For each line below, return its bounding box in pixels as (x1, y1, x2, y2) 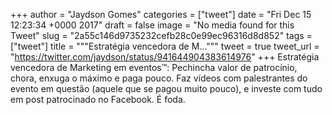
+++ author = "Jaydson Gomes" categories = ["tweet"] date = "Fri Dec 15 (10, 9, 312, 20)
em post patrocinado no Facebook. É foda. (10, 94, 186, 105)
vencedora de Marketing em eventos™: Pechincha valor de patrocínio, (10, 62, 298, 73)
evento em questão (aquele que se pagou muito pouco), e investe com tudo (10, 83, 323, 94)
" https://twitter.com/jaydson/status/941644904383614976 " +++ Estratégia (10, 51, 320, 63)
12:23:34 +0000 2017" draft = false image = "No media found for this (10, 19, 295, 31)
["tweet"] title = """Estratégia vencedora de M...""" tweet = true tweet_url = (10, 40, 320, 52)
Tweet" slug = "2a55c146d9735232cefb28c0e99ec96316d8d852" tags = (10, 30, 313, 41)
